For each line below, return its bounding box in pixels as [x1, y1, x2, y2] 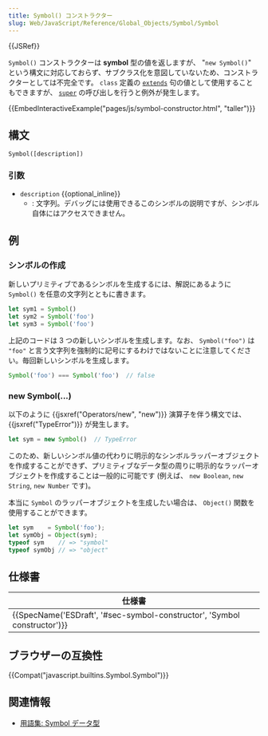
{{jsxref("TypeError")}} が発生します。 [8, 420, 133, 429]
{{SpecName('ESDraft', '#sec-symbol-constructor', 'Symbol [12, 610, 241, 621]
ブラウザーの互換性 [8, 648, 103, 663]
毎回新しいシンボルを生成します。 [22, 355, 134, 365]
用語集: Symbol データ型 [19, 718, 100, 727]
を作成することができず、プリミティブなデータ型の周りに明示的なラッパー [8, 461, 253, 470]
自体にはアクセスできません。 [31, 208, 130, 218]
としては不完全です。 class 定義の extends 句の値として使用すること [29, 77, 254, 87]
